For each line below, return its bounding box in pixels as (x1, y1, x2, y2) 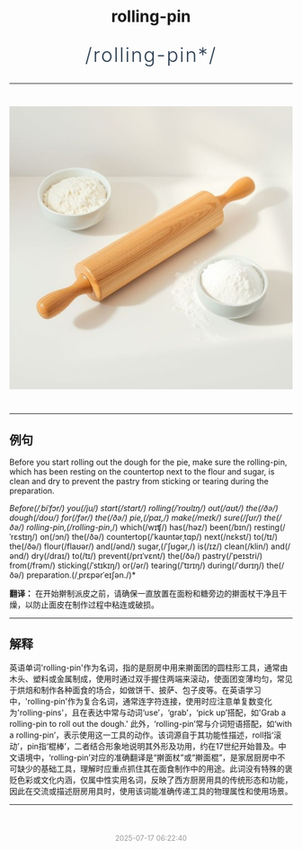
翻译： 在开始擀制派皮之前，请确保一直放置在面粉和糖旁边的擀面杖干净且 (9, 589, 280, 598)
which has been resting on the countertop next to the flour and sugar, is (9, 466, 275, 477)
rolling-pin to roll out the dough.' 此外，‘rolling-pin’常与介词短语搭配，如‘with (9, 718, 292, 729)
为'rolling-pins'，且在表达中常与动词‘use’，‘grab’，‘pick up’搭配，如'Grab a (9, 707, 286, 718)
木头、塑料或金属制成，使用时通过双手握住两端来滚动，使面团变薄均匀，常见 (9, 673, 293, 684)
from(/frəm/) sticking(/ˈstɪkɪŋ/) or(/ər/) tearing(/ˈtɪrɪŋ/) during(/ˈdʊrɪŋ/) (9, 560, 265, 571)
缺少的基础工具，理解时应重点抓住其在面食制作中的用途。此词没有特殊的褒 (16, 763, 293, 774)
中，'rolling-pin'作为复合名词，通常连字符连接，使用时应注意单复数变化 (9, 695, 272, 706)
